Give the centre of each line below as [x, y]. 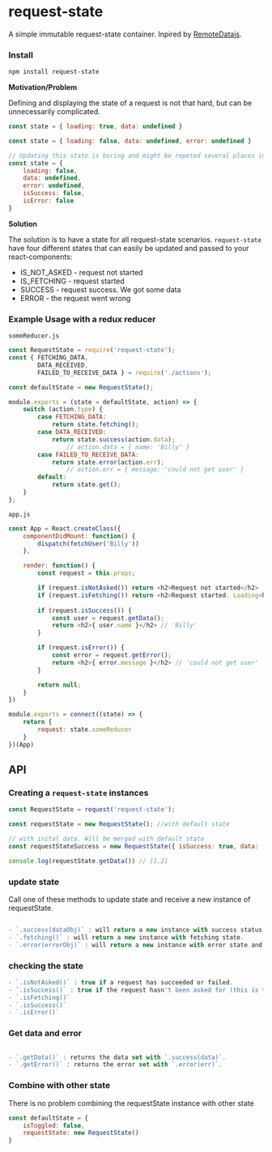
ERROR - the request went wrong [75, 298]
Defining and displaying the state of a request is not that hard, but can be [130, 103]
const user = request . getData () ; [108, 618]
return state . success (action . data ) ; [113, 440]
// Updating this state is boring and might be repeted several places [132, 155]
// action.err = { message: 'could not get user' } [155, 470]
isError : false [49, 201]
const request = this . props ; [87, 573]
